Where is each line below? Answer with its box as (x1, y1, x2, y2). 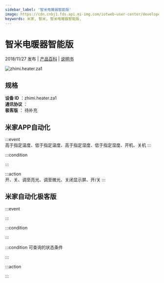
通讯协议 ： (5, 101, 28, 107)
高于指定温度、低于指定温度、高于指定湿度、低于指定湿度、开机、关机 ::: (5, 142, 151, 148)
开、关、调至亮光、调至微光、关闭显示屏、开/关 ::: (5, 177, 106, 183)
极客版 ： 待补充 (5, 107, 38, 113)
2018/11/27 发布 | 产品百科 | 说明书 (5, 56, 74, 62)
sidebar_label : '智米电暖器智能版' (5, 7, 72, 12)
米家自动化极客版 (5, 192, 57, 201)
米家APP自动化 (5, 123, 50, 131)
